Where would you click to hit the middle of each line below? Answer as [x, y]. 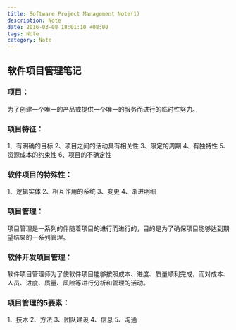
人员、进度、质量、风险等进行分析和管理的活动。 [78, 283]
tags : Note [23, 34]
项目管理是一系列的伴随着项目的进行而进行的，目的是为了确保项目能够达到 [115, 228]
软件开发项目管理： [40, 257]
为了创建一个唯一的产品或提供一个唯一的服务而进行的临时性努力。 [103, 109]
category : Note [30, 40]
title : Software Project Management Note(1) [74, 14]
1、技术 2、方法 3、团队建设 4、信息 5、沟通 [72, 319]
